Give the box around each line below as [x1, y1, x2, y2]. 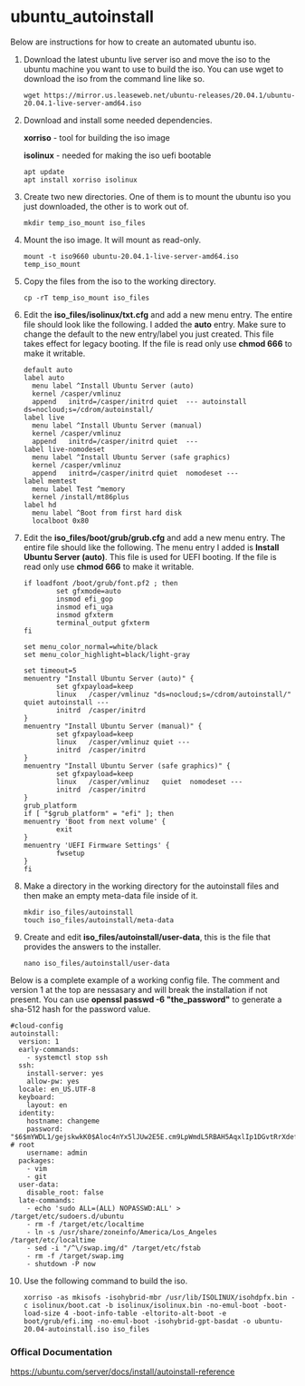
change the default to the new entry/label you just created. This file [23, 329, 274, 339]
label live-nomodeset [23, 445, 105, 454]
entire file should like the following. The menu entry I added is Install [23, 542, 280, 553]
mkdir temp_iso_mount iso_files [23, 218, 146, 228]
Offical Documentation [10, 1345, 112, 1358]
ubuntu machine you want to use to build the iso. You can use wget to [23, 64, 284, 74]
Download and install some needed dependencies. [23, 114, 213, 125]
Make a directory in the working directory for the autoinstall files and [23, 880, 280, 891]
